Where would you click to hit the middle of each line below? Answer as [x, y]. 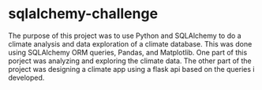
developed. [26, 77]
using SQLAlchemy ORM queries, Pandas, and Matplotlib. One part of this [128, 52]
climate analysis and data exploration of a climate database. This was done [130, 43]
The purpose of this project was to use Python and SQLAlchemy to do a [125, 36]
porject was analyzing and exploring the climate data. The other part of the [130, 61]
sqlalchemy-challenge [83, 14]
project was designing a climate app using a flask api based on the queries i [131, 69]
